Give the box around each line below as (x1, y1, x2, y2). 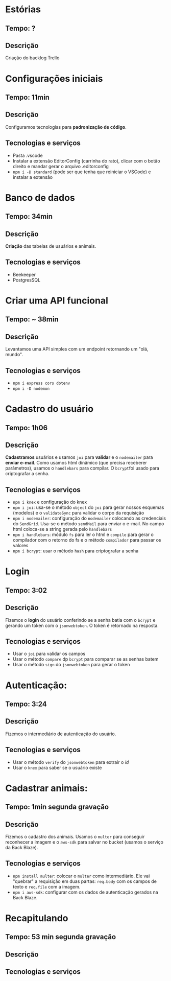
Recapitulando (5, 913, 68, 924)
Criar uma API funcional (5, 295, 109, 306)
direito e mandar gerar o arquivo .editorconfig (12, 163, 109, 169)
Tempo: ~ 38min (5, 315, 59, 324)
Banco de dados (5, 192, 75, 203)
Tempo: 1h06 (5, 423, 48, 432)
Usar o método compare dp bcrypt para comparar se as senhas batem (12, 656, 159, 662)
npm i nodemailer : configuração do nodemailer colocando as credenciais (12, 515, 166, 522)
